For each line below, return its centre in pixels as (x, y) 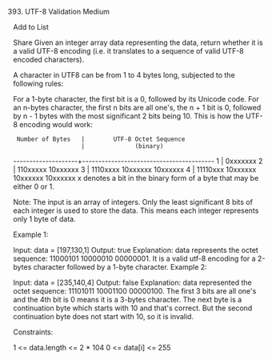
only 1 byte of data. (44, 219)
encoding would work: (56, 124)
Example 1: (31, 234)
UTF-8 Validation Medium (67, 12)
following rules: (38, 84)
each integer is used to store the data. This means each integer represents (136, 210)
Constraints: (33, 332)
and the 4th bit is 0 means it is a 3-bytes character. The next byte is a (128, 300)
